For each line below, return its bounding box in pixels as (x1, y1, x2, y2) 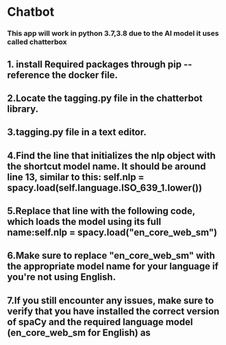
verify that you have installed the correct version (7, 305, 220, 317)
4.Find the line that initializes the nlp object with (7, 150, 216, 161)
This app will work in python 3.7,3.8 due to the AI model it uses (7, 29, 219, 38)
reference (7, 69, 50, 81)
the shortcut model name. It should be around (7, 160, 207, 172)
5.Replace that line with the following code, (7, 205, 195, 217)
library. (7, 103, 39, 115)
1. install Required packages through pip (7, 58, 182, 70)
